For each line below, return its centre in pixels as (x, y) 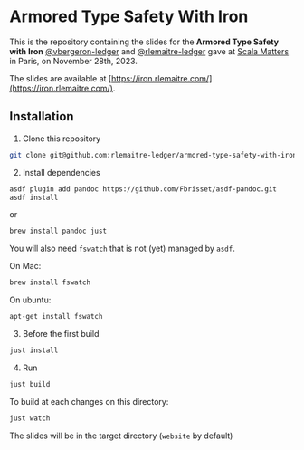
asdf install (34, 197)
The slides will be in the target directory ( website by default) (121, 436)
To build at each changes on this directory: (89, 401)
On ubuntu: (30, 300)
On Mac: (25, 266)
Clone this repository (62, 139)
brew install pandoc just (58, 231)
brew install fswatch (50, 282)
